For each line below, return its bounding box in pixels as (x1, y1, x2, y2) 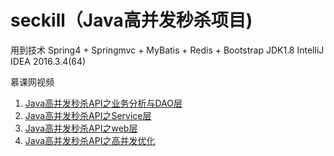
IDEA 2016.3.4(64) (10, 55, 87, 67)
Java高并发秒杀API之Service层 (24, 109, 152, 121)
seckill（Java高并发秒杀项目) (10, 9, 253, 32)
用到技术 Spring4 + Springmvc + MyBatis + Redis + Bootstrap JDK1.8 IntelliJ (10, 44, 325, 56)
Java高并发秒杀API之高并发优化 (24, 134, 156, 146)
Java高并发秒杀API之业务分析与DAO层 (24, 97, 183, 109)
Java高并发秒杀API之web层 (24, 122, 138, 134)
